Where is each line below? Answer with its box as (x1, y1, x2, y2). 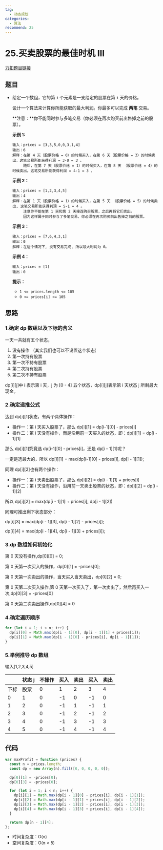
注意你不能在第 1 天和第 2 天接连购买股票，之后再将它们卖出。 (23, 209, 135, 214)
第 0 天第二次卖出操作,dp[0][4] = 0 (5, 601, 75, 607)
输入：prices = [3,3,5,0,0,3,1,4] (12, 142, 81, 147)
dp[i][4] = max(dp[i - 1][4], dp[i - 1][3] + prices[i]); (5, 528, 106, 534)
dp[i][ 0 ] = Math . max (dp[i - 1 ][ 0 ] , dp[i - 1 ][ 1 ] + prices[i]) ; (9, 630, 141, 635)
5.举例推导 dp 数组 (5, 652, 49, 659)
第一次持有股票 (12, 353, 42, 359)
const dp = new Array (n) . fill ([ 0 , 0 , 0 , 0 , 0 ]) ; (9, 766, 110, 771)
